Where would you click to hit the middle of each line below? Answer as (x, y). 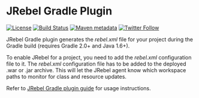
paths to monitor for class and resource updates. (67, 76)
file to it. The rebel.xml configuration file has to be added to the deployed (96, 64)
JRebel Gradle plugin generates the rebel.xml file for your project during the (100, 39)
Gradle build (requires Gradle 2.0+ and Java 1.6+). (68, 46)
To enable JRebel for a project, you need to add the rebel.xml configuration (99, 57)
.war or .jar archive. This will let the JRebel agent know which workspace (96, 70)
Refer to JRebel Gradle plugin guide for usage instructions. (79, 88)
